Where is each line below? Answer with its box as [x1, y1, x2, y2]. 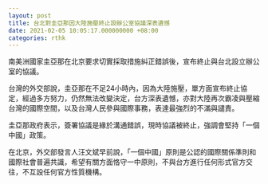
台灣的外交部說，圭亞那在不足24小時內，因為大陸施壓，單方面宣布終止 [8, 84, 241, 93]
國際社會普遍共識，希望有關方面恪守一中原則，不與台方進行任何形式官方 [8, 157, 246, 167]
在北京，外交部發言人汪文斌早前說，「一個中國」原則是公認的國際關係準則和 [8, 147, 257, 157]
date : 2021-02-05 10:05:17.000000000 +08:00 [8, 26, 159, 34]
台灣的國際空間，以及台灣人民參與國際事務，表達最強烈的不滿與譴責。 [8, 104, 239, 113]
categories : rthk [8, 33, 66, 42]
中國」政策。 [8, 131, 50, 140]
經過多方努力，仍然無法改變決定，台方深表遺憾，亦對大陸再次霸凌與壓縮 [22, 93, 260, 104]
